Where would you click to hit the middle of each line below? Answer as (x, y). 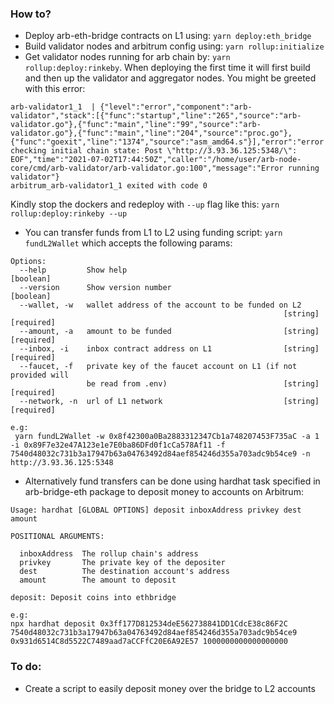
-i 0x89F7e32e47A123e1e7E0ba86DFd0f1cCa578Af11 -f (118, 445)
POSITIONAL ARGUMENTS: (57, 537)
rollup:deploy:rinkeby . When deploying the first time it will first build (167, 68)
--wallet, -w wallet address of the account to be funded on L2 (160, 305)
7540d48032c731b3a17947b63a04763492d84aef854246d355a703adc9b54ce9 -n (160, 454)
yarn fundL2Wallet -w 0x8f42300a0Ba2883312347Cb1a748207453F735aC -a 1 (167, 437)
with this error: (55, 89)
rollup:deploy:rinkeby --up (69, 214)
